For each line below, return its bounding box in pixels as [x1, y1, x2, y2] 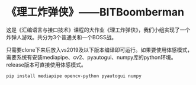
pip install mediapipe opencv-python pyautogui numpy [6, 73, 142, 79]
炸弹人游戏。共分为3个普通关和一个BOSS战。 [6, 33, 117, 40]
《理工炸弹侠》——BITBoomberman [6, 5, 185, 19]
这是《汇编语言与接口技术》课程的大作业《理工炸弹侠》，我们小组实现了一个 [6, 26, 191, 33]
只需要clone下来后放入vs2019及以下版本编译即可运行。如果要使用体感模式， [6, 46, 193, 53]
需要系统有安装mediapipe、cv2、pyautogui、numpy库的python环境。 [6, 53, 176, 61]
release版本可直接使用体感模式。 [6, 61, 87, 68]
